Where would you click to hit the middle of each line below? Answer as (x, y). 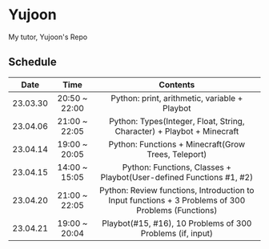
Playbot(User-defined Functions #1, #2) (177, 177)
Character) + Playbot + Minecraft (177, 131)
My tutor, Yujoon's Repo (48, 37)
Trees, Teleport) (177, 154)
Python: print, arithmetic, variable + (177, 98)
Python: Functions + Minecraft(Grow (177, 144)
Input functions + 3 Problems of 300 (177, 200)
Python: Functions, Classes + (177, 167)
